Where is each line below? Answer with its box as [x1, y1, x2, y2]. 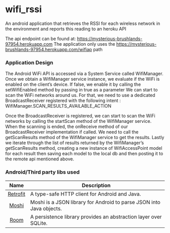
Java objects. [30, 205, 62, 212]
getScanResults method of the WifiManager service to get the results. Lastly [5, 135, 164, 141]
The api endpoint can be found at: [5, 36, 76, 42]
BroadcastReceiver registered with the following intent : [5, 97, 121, 104]
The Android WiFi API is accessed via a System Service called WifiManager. [5, 71, 163, 77]
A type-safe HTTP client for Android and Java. [30, 190, 141, 197]
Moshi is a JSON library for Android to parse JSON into [30, 198, 161, 206]
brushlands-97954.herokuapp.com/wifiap [5, 46, 92, 52]
